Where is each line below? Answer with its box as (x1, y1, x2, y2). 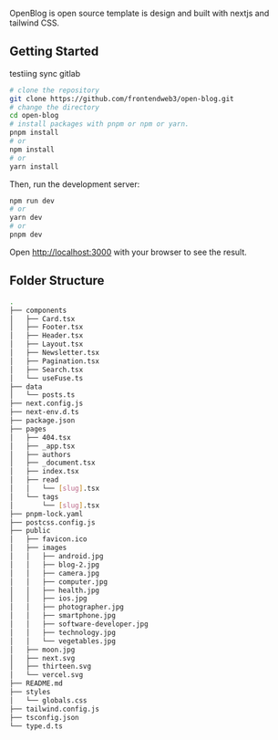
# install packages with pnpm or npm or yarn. (9, 120, 190, 129)
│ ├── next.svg (9, 653, 76, 662)
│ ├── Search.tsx (9, 365, 84, 374)
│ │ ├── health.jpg (9, 586, 100, 595)
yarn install (9, 162, 59, 172)
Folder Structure (9, 273, 105, 288)
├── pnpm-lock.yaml (9, 509, 84, 518)
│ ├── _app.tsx (9, 442, 76, 451)
